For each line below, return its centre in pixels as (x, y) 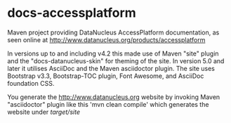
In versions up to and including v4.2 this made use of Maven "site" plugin (113, 53)
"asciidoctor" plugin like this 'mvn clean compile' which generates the (108, 104)
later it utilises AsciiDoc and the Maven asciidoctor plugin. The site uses (111, 68)
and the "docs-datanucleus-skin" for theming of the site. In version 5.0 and (116, 60)
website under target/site (44, 112)
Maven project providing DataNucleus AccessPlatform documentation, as (113, 32)
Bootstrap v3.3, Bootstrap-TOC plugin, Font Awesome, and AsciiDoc (106, 76)
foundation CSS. (31, 83)
